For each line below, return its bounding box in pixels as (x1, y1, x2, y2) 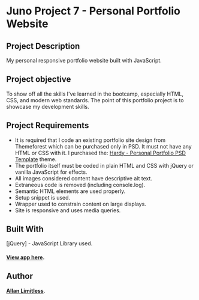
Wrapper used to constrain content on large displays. (14, 200, 147, 207)
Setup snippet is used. (14, 194, 71, 201)
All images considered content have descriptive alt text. (14, 174, 153, 182)
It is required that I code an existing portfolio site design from (14, 136, 166, 144)
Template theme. (14, 155, 57, 163)
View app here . (6, 254, 45, 261)
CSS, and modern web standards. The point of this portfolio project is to (6, 96, 184, 103)
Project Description (6, 41, 80, 51)
